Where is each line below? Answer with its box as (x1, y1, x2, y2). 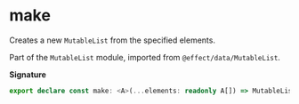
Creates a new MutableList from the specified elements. (9, 35, 216, 45)
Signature (9, 68, 47, 80)
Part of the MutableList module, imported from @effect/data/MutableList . (9, 52, 280, 62)
